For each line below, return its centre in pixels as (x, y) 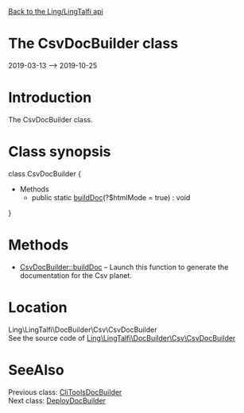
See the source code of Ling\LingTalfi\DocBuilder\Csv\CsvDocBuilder (122, 338)
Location (38, 307)
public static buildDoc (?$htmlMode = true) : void (111, 197)
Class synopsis (60, 152)
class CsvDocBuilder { (45, 173)
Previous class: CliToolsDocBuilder (65, 392)
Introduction (50, 98)
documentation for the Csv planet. (76, 275)
